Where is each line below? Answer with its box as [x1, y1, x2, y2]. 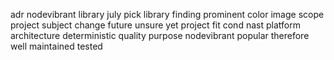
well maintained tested [10, 40, 103, 52]
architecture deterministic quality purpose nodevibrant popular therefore [10, 30, 310, 41]
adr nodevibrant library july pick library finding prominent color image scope [10, 9, 325, 20]
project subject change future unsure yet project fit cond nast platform [10, 19, 301, 31]
